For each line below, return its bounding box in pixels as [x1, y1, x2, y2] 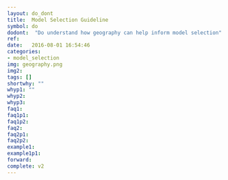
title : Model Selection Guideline [7, 16, 109, 23]
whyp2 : [7, 93, 26, 100]
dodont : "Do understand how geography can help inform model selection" [7, 29, 223, 36]
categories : [7, 49, 41, 55]
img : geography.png [7, 61, 63, 68]
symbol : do [7, 23, 38, 29]
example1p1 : [7, 150, 41, 157]
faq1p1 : [7, 112, 29, 118]
